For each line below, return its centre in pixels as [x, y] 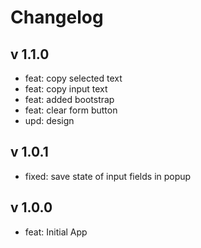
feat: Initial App [56, 232]
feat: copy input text [66, 89]
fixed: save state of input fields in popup [108, 176]
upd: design [49, 120]
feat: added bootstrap [69, 99]
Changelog [57, 17]
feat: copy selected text [73, 78]
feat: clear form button [71, 110]
